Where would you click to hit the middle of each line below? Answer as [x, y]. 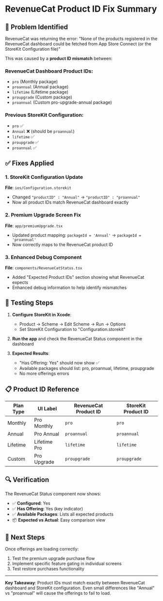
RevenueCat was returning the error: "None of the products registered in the [81, 39]
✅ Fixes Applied [30, 163]
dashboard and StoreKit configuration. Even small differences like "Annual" [80, 588]
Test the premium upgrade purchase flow [53, 559]
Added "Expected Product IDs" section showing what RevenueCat [78, 277]
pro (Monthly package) [35, 82]
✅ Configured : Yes [31, 504]
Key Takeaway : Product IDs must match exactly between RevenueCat [75, 583]
